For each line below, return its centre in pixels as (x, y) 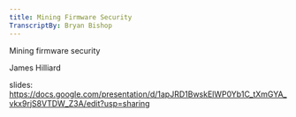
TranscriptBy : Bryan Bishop (61, 26)
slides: (21, 84)
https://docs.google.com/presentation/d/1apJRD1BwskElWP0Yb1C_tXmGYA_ (148, 94)
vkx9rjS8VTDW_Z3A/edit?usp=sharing (80, 103)
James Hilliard (35, 68)
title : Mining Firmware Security (71, 17)
